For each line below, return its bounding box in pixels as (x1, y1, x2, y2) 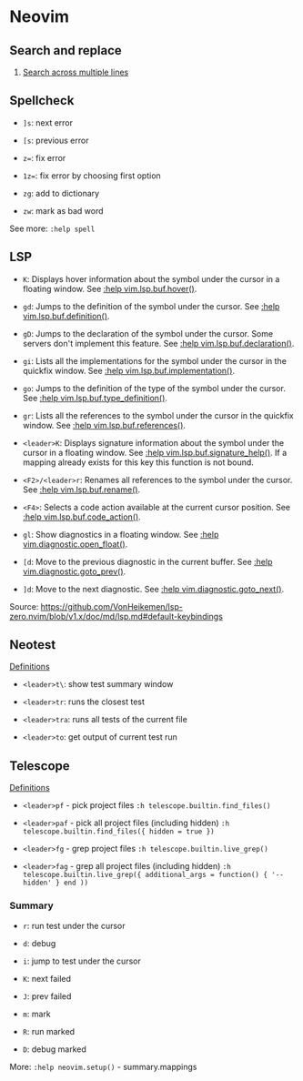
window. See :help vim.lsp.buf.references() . (22, 419, 187, 430)
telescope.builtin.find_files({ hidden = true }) (22, 827, 216, 836)
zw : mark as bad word (22, 205, 104, 216)
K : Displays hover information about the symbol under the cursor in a (22, 273, 280, 284)
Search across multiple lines (22, 66, 129, 77)
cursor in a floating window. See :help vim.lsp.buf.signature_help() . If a (22, 447, 288, 458)
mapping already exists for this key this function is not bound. (22, 457, 255, 468)
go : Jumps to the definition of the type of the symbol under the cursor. (22, 382, 287, 393)
